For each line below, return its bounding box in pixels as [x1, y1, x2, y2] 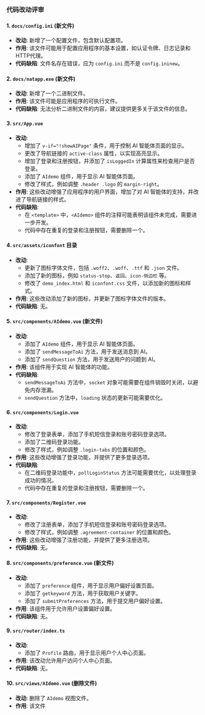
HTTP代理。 [15, 52, 47, 60]
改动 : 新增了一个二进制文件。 [15, 90, 89, 97]
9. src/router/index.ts [6, 627, 66, 634]
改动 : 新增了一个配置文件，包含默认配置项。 [15, 37, 126, 44]
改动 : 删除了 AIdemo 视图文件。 [15, 694, 92, 701]
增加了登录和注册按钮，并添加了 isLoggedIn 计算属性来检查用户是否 [24, 157, 195, 164]
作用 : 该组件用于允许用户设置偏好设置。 [15, 604, 115, 612]
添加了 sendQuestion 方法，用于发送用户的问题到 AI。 [24, 355, 159, 363]
